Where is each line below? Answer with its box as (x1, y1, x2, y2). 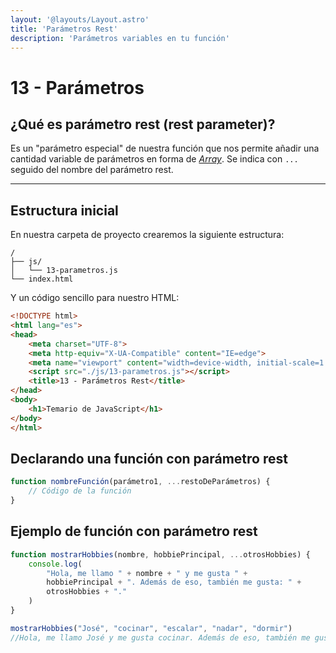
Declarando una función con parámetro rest (10, 450, 288, 467)
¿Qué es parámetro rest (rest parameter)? (10, 116, 276, 133)
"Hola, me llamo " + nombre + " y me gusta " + (46, 568, 248, 578)
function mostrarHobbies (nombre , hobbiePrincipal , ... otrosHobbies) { (10, 549, 311, 560)
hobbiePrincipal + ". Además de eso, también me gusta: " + (46, 577, 302, 588)
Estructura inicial (10, 202, 119, 219)
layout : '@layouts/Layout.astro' (10, 14, 150, 25)
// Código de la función (28, 486, 132, 496)
